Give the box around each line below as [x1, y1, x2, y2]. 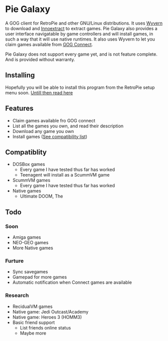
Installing [5, 71, 35, 80]
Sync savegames [12, 269, 48, 275]
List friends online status [20, 324, 71, 330]
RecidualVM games [12, 303, 53, 309]
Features [5, 104, 34, 113]
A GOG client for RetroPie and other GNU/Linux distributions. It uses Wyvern [5, 20, 163, 26]
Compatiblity [5, 148, 47, 156]
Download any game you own [12, 128, 74, 134]
